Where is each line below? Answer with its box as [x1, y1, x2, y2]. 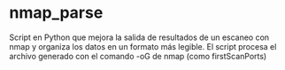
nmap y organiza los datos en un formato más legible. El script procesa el [9, 41, 277, 51]
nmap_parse [9, 3, 104, 23]
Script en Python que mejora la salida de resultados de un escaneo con [9, 32, 270, 43]
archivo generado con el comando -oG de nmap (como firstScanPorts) [9, 51, 267, 61]
